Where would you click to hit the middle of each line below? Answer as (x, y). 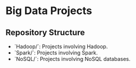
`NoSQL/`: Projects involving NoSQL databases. (72, 59)
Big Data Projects (49, 11)
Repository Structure (45, 33)
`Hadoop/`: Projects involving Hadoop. (61, 46)
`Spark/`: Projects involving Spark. (56, 53)
